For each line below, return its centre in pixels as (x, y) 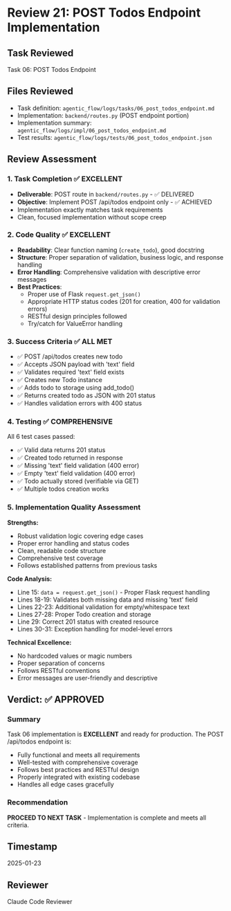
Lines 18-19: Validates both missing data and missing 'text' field (108, 599)
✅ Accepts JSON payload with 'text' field (76, 364)
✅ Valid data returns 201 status (61, 450)
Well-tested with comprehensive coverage (77, 762)
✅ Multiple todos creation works (63, 489)
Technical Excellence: (39, 642)
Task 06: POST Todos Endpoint (52, 70)
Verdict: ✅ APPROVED (56, 700)
